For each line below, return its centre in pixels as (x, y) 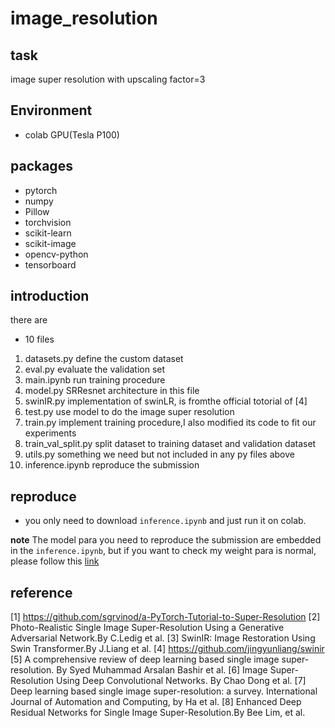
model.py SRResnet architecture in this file (112, 391)
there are (29, 320)
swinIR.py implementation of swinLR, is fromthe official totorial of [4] (166, 401)
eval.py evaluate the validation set (95, 369)
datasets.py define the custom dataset (104, 359)
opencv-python (56, 254)
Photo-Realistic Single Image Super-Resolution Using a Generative (147, 628)
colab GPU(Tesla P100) (72, 134)
